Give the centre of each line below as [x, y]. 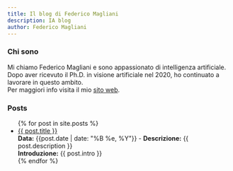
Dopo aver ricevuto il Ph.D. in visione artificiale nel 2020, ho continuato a [113, 74]
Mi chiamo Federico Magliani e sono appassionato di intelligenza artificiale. [117, 67]
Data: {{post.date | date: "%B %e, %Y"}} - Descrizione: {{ [103, 138]
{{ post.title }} [38, 131]
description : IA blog [39, 20]
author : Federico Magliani [47, 27]
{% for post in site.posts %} [58, 123]
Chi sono [23, 52]
